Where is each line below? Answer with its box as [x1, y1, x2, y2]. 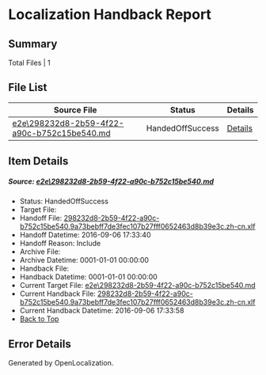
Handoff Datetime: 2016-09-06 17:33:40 [19, 230, 151, 240]
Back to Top [19, 314, 59, 324]
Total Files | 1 [8, 58, 51, 67]
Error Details [8, 337, 71, 350]
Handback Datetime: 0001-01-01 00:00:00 [19, 272, 158, 282]
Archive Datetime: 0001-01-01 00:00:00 [19, 256, 149, 265]
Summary [8, 37, 58, 51]
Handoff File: [19, 214, 63, 223]
